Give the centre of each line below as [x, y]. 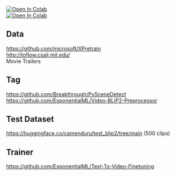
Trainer [20, 152]
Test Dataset [30, 119]
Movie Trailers [24, 61]
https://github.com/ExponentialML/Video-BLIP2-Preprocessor [82, 100]
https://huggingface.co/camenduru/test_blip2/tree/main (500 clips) [88, 133]
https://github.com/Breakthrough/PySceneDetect [66, 94]
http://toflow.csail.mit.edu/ [38, 55]
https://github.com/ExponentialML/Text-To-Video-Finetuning [80, 166]
